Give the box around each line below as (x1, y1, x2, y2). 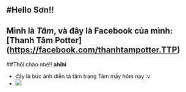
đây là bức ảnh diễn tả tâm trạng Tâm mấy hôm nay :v (15, 73, 151, 80)
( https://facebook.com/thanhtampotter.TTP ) (6, 44, 181, 55)
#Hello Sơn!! (6, 5, 54, 15)
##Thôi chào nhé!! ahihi (6, 61, 67, 68)
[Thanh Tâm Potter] (6, 35, 82, 45)
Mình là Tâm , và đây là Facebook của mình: (6, 26, 173, 36)
